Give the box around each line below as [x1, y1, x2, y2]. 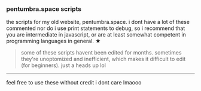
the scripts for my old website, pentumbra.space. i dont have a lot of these [6, 19, 190, 26]
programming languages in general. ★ [6, 38, 101, 45]
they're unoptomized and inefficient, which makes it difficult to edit [20, 56, 186, 63]
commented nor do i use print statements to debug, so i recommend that [6, 25, 185, 32]
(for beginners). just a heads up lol [20, 62, 106, 69]
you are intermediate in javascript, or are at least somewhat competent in [6, 31, 187, 38]
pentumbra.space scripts [6, 5, 82, 13]
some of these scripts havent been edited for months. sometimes [20, 49, 182, 56]
